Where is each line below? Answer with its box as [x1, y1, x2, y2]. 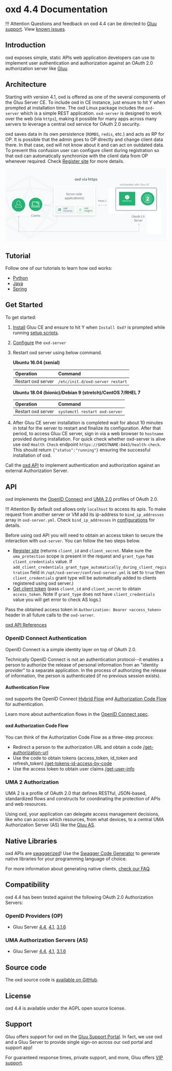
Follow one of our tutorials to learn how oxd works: [5, 265, 113, 271]
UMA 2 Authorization [5, 778, 59, 785]
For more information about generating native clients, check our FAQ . [5, 866, 151, 872]
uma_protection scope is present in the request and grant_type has [12, 553, 154, 559]
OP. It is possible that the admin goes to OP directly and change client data [5, 136, 163, 142]
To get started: [5, 314, 37, 320]
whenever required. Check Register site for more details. [5, 158, 124, 164]
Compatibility [5, 881, 50, 889]
